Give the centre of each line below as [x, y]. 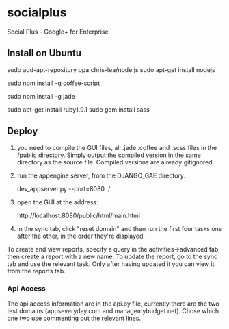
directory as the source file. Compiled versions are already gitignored [115, 162]
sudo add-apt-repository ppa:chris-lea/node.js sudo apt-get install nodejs [111, 69]
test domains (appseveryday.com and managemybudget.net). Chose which [113, 310]
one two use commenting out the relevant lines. [74, 318]
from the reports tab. [37, 271]
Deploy [23, 131]
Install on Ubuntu [44, 53]
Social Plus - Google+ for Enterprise [58, 32]
